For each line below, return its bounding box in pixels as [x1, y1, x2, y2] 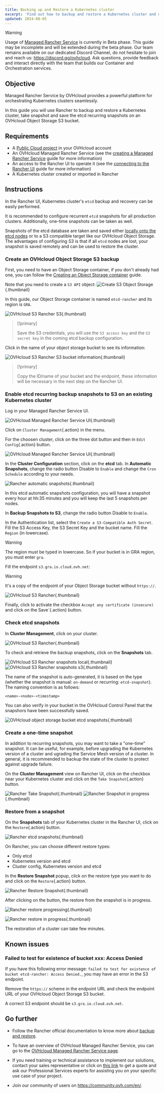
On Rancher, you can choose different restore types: [5, 844, 111, 850]
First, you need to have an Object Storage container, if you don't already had [5, 267, 159, 273]
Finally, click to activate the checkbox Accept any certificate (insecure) [5, 602, 154, 608]
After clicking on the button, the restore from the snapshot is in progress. [5, 897, 152, 903]
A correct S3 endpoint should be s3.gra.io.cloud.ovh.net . [5, 1000, 123, 1006]
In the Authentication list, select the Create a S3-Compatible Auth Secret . [5, 520, 153, 526]
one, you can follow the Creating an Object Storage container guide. [5, 272, 143, 278]
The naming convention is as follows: [5, 684, 80, 690]
